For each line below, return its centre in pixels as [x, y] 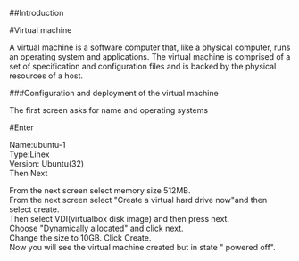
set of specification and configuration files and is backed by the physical [143, 66]
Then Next [29, 173]
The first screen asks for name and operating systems [108, 110]
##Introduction [37, 13]
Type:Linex [29, 154]
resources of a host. [46, 76]
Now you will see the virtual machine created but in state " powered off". [143, 247]
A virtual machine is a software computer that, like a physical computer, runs [150, 47]
